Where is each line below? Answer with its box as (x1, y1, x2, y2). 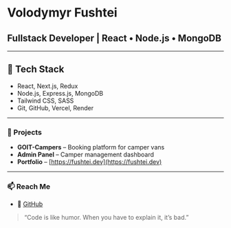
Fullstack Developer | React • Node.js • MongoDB (7, 32, 222, 44)
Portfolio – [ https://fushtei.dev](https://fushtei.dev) (16, 158, 162, 166)
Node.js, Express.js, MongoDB (16, 89, 104, 97)
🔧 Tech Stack (7, 63, 65, 75)
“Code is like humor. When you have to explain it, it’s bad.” (23, 214, 189, 222)
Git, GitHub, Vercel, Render (16, 103, 94, 112)
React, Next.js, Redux (16, 81, 78, 90)
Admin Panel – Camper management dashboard (16, 150, 155, 159)
